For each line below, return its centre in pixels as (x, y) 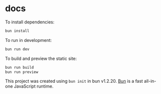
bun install (17, 31)
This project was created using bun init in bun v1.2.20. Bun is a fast (74, 81)
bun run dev (17, 49)
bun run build (20, 67)
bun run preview (22, 72)
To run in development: (28, 40)
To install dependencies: (30, 22)
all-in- (150, 81)
